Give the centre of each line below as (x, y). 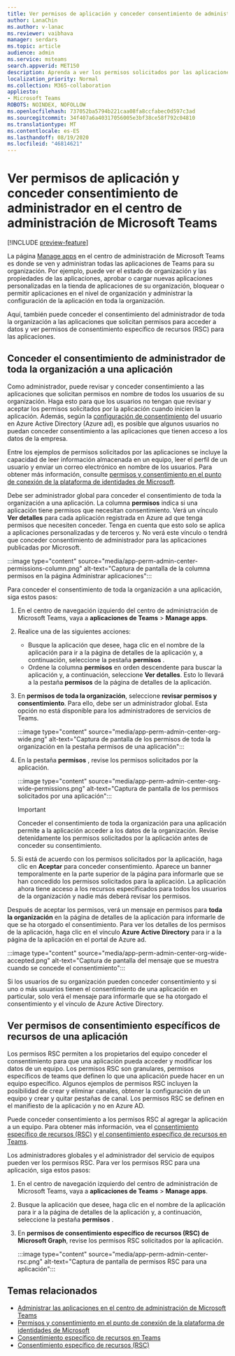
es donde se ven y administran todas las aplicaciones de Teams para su (111, 264)
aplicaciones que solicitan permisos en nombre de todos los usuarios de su (116, 393)
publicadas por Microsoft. (44, 547)
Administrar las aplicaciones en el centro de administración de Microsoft (121, 1308)
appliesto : (23, 92)
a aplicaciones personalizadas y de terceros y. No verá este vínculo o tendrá (117, 532)
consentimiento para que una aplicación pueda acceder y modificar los (110, 1061)
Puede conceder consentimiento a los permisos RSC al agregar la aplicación (117, 1119)
